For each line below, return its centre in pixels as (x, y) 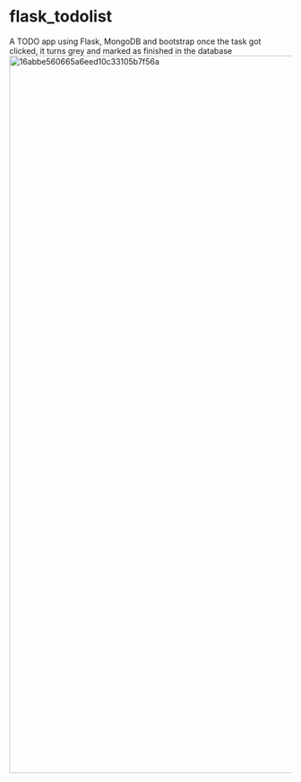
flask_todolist (61, 17)
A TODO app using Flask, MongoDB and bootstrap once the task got (135, 41)
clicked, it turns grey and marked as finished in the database (121, 50)
